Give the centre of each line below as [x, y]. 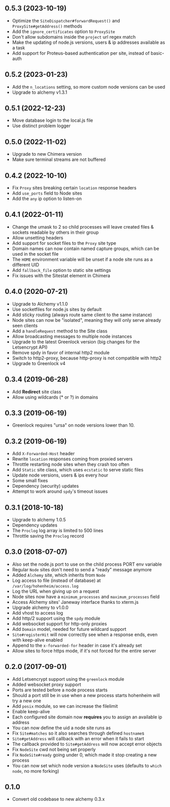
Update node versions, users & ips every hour [60, 475]
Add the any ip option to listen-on [47, 199]
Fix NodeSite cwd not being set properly [54, 749]
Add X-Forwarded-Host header [43, 454]
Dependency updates [35, 525]
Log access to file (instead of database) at [56, 580]
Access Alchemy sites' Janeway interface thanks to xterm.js [75, 602]
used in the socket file [35, 254]
